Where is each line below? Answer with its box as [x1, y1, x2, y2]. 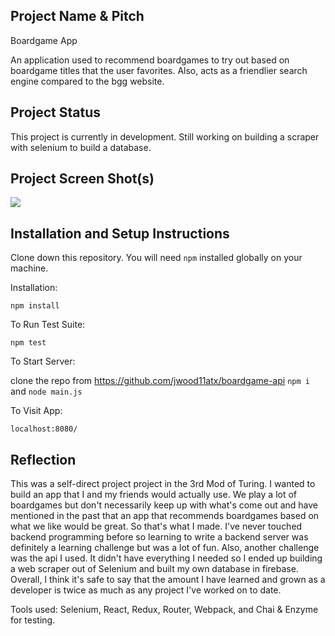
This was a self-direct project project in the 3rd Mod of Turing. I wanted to [10, 478, 316, 490]
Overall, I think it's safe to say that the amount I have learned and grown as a [10, 574, 326, 586]
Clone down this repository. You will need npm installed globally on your [10, 252, 303, 264]
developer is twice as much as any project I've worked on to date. [10, 584, 282, 596]
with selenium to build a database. [10, 141, 152, 153]
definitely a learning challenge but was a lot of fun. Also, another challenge [10, 542, 320, 554]
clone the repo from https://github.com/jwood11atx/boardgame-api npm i [10, 375, 310, 387]
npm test [10, 338, 47, 348]
